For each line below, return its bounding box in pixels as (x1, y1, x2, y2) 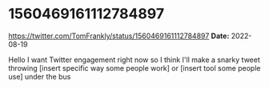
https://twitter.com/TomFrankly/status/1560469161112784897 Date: (8, 31, 230, 41)
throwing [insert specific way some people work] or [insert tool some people (8, 63, 261, 72)
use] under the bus (8, 72, 71, 81)
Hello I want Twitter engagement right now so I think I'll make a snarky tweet (8, 55, 260, 64)
